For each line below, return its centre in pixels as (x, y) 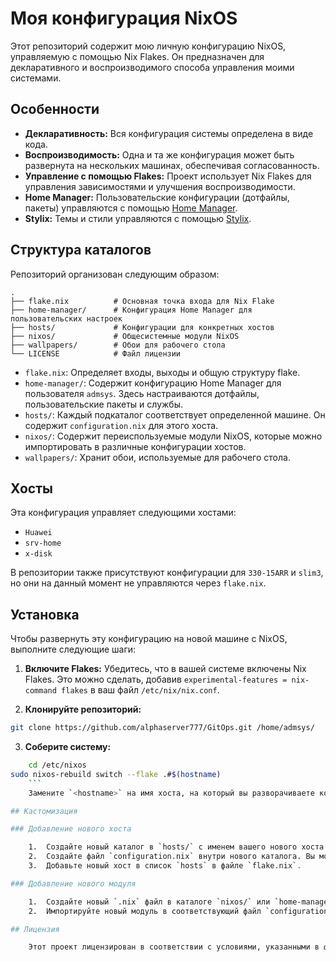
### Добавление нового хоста (71, 829)
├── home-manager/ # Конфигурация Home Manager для (131, 310)
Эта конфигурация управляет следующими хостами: (123, 513)
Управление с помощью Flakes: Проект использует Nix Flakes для (168, 176)
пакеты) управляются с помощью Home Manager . (131, 208)
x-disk (38, 554)
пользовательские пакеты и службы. (104, 404)
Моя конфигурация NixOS (124, 18)
